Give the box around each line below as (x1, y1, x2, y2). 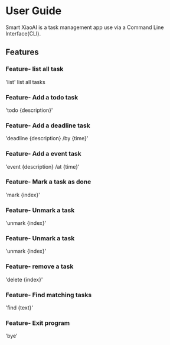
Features (5, 47, 39, 57)
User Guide (5, 4, 62, 18)
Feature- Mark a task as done (5, 178, 91, 186)
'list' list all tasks (5, 78, 45, 85)
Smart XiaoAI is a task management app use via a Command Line (5, 24, 164, 31)
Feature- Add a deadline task (5, 121, 90, 130)
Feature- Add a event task (5, 150, 81, 158)
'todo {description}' (5, 107, 54, 114)
